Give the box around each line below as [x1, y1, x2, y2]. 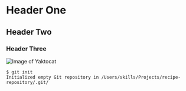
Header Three [6, 45, 47, 53]
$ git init [6, 69, 33, 75]
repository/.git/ [6, 79, 49, 85]
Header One [6, 4, 67, 17]
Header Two [6, 27, 52, 37]
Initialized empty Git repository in [6, 74, 99, 80]
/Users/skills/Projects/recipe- [101, 74, 181, 80]
